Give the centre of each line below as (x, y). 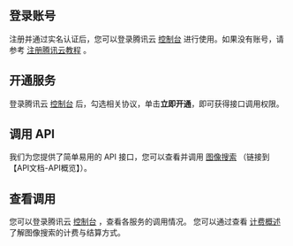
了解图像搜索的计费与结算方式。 (67, 233)
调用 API (32, 134)
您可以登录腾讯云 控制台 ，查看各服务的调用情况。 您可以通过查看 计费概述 (145, 222)
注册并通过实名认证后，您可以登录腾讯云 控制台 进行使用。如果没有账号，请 (146, 39)
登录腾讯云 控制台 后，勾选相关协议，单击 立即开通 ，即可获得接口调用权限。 (146, 104)
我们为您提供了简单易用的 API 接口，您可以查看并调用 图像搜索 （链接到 (140, 157)
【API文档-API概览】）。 (51, 168)
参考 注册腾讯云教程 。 (50, 50)
